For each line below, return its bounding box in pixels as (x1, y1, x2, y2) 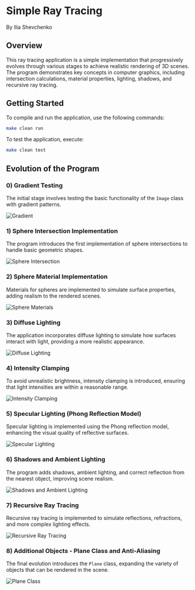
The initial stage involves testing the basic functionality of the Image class (6, 195, 184, 201)
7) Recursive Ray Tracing (6, 501, 80, 509)
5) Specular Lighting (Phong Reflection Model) (6, 410, 142, 418)
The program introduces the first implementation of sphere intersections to (6, 240, 188, 248)
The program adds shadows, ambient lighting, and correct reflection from (6, 469, 184, 476)
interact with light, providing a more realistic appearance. (6, 338, 145, 345)
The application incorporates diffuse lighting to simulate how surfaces (6, 331, 176, 339)
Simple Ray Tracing (6, 4, 103, 18)
